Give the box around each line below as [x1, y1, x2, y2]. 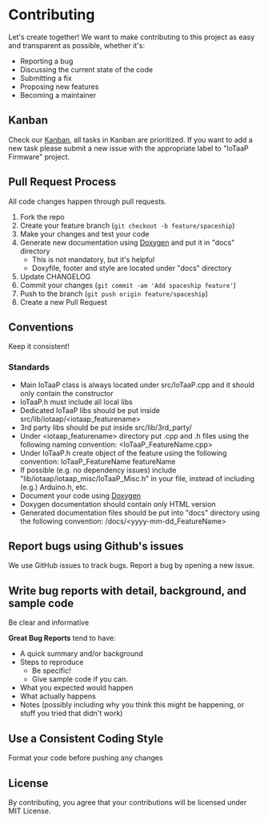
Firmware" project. [8, 152, 70, 161]
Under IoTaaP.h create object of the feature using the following [19, 447, 227, 458]
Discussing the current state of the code [19, 64, 154, 74]
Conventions [8, 320, 74, 334]
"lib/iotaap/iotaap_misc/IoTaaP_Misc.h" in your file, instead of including [19, 473, 254, 483]
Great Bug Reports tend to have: [8, 634, 116, 643]
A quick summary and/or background [19, 649, 144, 658]
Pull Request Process [8, 175, 117, 189]
